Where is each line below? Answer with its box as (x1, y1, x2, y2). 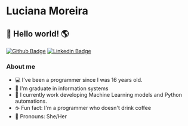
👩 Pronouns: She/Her (14, 113, 67, 120)
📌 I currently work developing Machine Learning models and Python (14, 91, 183, 99)
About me (6, 62, 36, 70)
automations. (14, 97, 47, 105)
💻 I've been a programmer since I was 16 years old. (14, 76, 143, 84)
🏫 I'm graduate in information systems (14, 85, 109, 92)
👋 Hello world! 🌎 (6, 29, 69, 39)
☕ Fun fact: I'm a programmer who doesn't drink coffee (14, 105, 151, 112)
